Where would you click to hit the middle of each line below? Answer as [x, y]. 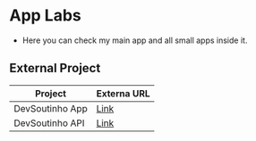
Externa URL [123, 93]
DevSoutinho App [51, 108]
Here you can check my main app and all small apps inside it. [135, 40]
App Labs [46, 16]
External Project [55, 68]
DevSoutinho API [49, 123]
